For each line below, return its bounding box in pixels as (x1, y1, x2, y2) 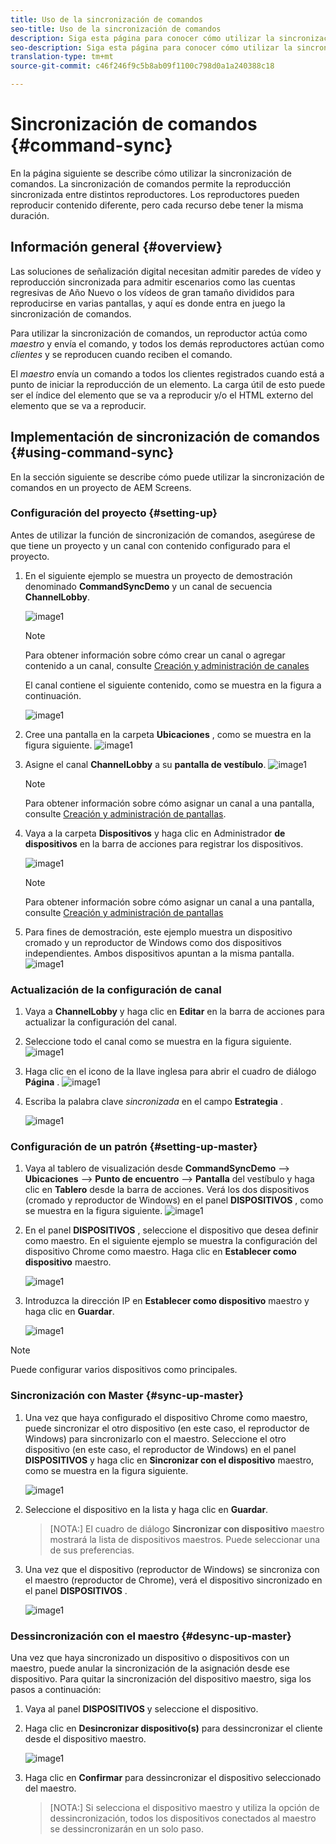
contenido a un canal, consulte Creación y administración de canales (24, 659, 310, 671)
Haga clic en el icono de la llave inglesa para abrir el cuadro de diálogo (24, 1066, 317, 1078)
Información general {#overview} (10, 239, 223, 256)
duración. (10, 209, 50, 221)
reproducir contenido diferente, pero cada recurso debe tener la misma (10, 199, 304, 211)
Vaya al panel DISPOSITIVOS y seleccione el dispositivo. (24, 1703, 259, 1715)
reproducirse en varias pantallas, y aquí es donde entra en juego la (10, 297, 286, 309)
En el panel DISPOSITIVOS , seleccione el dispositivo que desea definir (24, 1224, 319, 1236)
